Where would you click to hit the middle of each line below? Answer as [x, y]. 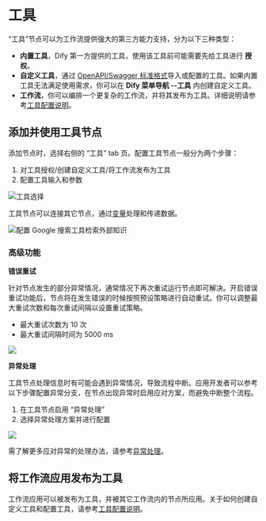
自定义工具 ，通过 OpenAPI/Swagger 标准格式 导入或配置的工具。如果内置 [139, 75]
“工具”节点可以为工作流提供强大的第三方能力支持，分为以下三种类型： [122, 39]
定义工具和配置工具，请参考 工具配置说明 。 [78, 508]
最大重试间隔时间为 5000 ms [66, 334]
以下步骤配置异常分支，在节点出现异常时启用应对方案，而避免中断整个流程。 [133, 393]
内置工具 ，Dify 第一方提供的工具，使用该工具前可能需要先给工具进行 [131, 55]
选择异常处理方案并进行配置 [65, 420]
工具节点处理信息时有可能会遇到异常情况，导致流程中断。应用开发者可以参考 [133, 383]
